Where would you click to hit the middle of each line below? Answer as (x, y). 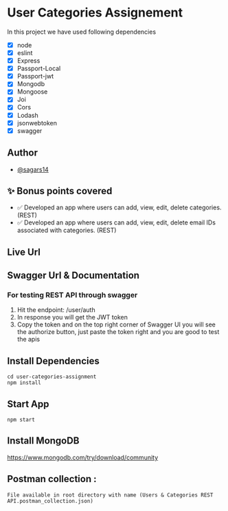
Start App (28, 404)
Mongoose (32, 92)
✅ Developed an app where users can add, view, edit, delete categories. (119, 207)
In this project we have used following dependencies (82, 32)
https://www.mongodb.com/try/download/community (83, 457)
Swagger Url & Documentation (73, 276)
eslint (25, 53)
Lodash (28, 115)
